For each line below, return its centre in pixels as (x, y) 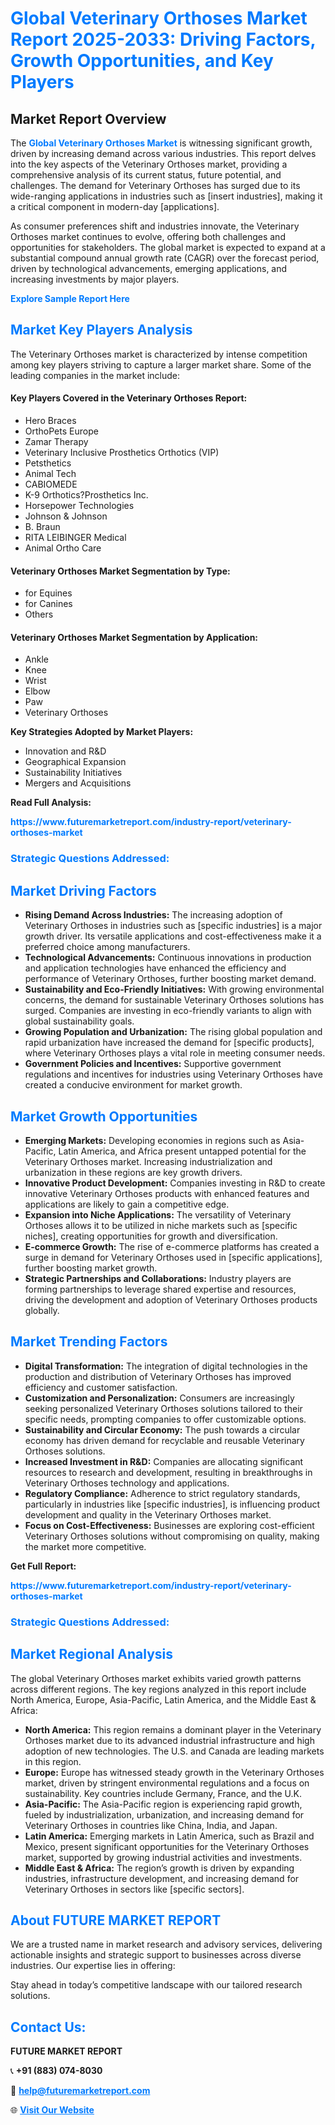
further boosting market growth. (91, 1268)
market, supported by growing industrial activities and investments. (163, 1857)
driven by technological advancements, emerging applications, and (149, 268)
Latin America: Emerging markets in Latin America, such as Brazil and (169, 1836)
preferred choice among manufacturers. (107, 947)
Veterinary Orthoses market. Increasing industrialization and (148, 1161)
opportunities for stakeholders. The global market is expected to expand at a (168, 247)
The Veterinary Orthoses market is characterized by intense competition (159, 354)
